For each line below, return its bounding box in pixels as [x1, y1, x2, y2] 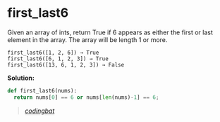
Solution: [7, 74, 35, 82]
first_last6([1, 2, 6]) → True [7, 49, 99, 56]
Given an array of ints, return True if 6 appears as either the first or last [7, 28, 213, 36]
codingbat [24, 107, 55, 115]
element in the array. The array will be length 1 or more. [7, 35, 168, 43]
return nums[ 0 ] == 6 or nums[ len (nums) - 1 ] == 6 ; [13, 93, 159, 101]
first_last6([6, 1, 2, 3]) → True [7, 55, 109, 62]
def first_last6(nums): [7, 87, 78, 94]
